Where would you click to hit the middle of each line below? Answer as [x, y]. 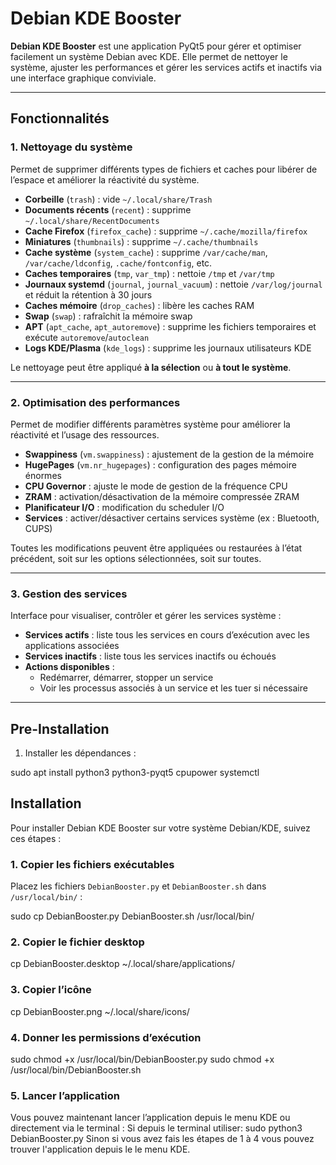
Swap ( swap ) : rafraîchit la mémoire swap [108, 316]
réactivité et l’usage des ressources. [85, 434]
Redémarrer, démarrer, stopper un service [126, 678]
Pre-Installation [60, 728]
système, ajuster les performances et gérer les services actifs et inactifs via [166, 67]
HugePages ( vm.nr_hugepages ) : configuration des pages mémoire [160, 464]
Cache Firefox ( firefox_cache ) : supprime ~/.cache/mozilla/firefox [166, 231]
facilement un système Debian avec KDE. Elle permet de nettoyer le [149, 56]
